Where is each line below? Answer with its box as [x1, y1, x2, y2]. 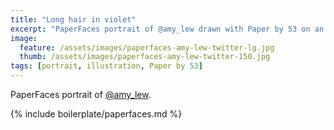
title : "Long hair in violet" [10, 14, 137, 25]
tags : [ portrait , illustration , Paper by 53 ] [10, 61, 203, 71]
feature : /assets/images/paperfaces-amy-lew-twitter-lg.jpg [19, 42, 275, 53]
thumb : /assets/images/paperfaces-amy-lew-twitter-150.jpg [19, 52, 271, 62]
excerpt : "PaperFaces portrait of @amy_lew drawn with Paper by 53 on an [10, 24, 325, 34]
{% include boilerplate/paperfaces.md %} [10, 108, 183, 120]
